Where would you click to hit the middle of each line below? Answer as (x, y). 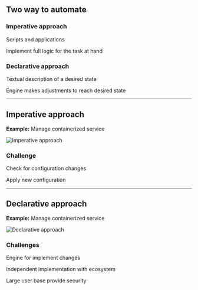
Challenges (23, 245)
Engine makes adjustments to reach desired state (66, 90)
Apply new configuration (36, 180)
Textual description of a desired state (51, 79)
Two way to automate (46, 10)
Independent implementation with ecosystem (61, 269)
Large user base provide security (46, 281)
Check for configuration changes (46, 168)
